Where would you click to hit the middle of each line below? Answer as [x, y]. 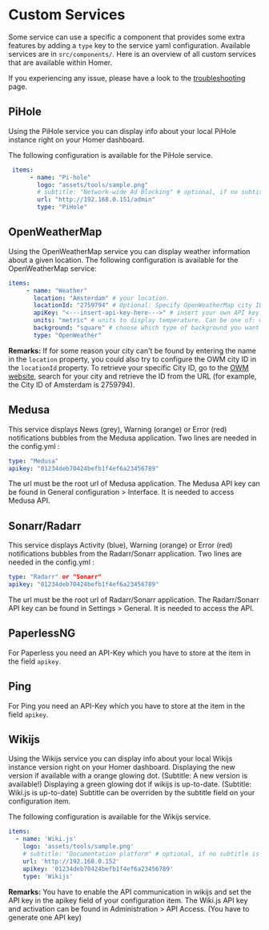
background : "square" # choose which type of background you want [147, 328]
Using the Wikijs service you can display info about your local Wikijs [120, 758]
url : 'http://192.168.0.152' [71, 861]
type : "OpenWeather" [68, 335]
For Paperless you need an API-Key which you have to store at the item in [129, 653]
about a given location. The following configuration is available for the [123, 260]
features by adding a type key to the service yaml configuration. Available [129, 45]
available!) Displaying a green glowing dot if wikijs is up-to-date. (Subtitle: [130, 784]
